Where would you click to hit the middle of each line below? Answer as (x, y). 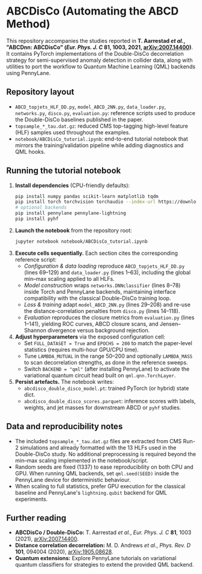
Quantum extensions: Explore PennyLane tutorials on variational (96, 558)
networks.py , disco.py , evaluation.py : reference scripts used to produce (105, 113)
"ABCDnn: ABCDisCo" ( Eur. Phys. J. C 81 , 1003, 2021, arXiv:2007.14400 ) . (100, 47)
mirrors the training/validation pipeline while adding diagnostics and (99, 145)
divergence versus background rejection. (99, 330)
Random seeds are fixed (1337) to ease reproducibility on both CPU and (104, 467)
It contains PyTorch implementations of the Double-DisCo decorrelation (95, 53)
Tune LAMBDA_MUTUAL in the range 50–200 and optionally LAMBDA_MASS (108, 356)
